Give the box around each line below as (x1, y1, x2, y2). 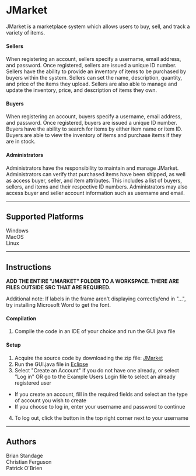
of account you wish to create (14, 396, 86, 404)
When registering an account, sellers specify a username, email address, (6, 56, 181, 63)
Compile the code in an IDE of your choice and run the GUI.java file (14, 328, 176, 335)
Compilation (6, 314, 37, 322)
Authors (6, 437, 37, 447)
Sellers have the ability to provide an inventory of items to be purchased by (6, 68, 187, 75)
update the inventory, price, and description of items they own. (6, 87, 157, 94)
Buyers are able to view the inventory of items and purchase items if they (6, 132, 182, 139)
